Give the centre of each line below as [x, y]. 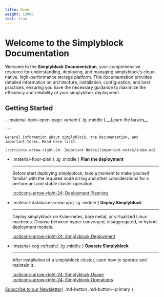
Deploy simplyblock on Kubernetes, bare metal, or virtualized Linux [80, 217]
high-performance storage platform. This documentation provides [86, 77]
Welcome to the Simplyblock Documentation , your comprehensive [73, 67]
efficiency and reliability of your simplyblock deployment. [63, 93]
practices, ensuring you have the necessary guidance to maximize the [76, 87]
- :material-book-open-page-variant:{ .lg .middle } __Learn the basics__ [77, 120]
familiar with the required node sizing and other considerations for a [80, 178]
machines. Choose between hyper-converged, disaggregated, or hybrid [84, 222]
